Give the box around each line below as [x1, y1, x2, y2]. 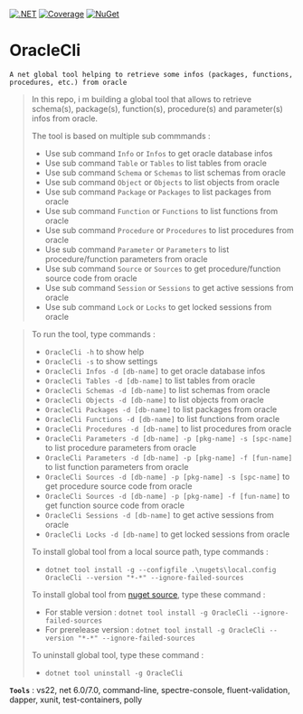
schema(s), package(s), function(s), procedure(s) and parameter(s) [31, 103, 283, 114]
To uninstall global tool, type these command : [31, 649, 204, 660]
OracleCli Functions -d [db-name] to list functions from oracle [44, 413, 280, 424]
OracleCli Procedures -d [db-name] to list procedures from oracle [44, 423, 292, 434]
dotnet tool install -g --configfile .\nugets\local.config [44, 565, 277, 574]
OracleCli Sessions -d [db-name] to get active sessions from [44, 509, 274, 520]
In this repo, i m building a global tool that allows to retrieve [31, 93, 251, 104]
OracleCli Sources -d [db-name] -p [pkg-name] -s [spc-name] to [44, 471, 290, 482]
